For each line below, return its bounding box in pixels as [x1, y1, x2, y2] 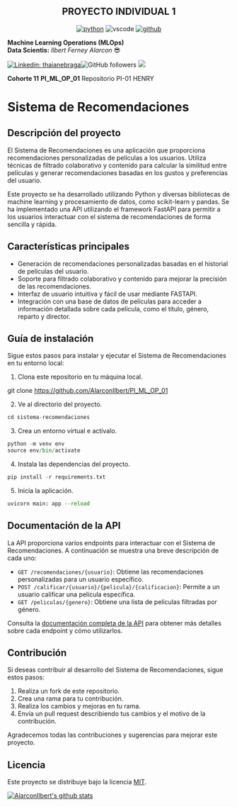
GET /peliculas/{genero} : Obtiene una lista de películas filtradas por [17, 597, 218, 606]
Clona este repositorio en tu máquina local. [17, 372, 143, 382]
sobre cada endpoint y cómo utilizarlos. [7, 626, 123, 635]
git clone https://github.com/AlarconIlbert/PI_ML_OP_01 [7, 386, 168, 395]
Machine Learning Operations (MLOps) [7, 38, 125, 47]
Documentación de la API [7, 520, 121, 532]
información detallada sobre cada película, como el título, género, [17, 304, 209, 313]
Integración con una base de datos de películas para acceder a [17, 297, 202, 306]
